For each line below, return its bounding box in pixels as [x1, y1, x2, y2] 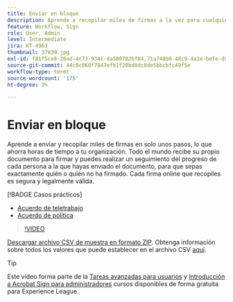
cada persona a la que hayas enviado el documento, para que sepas [7, 162, 202, 171]
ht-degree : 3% [7, 81, 49, 88]
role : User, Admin [7, 29, 60, 37]
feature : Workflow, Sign [7, 23, 79, 30]
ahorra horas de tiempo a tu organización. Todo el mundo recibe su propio [7, 147, 220, 156]
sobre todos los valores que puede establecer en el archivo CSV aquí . [7, 246, 207, 254]
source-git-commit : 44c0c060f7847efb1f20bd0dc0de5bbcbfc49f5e [7, 62, 191, 69]
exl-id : [7, 56, 30, 62]
